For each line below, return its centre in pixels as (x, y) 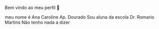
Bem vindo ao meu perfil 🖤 (32, 8)
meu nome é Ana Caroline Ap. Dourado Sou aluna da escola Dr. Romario (79, 17)
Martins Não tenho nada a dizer (37, 22)
